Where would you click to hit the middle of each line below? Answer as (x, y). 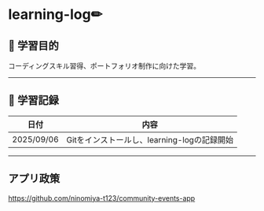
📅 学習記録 (33, 100)
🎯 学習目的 (33, 45)
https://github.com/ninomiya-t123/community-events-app (102, 198)
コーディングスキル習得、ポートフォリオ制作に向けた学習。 (104, 66)
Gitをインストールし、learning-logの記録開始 (150, 139)
